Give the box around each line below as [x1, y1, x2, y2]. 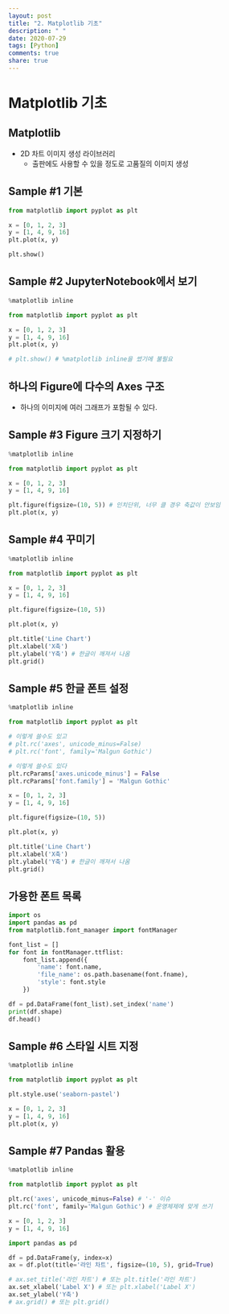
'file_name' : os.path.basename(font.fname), [37, 971, 189, 979]
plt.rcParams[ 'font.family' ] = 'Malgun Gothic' [8, 777, 171, 785]
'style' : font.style [37, 978, 106, 986]
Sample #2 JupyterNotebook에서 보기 [8, 275, 198, 288]
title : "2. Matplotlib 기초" [8, 19, 103, 27]
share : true [8, 57, 48, 65]
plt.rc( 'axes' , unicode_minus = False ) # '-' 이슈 [8, 1195, 171, 1204]
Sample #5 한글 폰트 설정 [8, 681, 129, 695]
